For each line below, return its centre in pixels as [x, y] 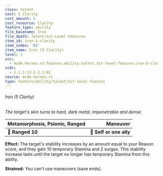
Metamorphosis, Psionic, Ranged [47, 124]
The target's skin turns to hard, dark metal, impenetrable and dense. [73, 112]
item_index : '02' [23, 45]
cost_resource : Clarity [29, 23]
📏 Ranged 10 [23, 132]
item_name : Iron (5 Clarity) [34, 50]
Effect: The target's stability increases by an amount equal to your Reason [79, 144]
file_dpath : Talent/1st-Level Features [45, 37]
